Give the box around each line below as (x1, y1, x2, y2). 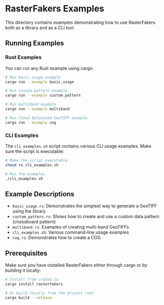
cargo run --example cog (5, 120, 56, 125)
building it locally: (5, 267, 41, 273)
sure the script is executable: (5, 148, 64, 154)
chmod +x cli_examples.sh (5, 162, 58, 168)
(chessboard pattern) (12, 219, 56, 225)
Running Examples (5, 39, 64, 48)
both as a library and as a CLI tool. (5, 24, 75, 30)
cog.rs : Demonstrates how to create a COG (12, 235, 101, 241)
